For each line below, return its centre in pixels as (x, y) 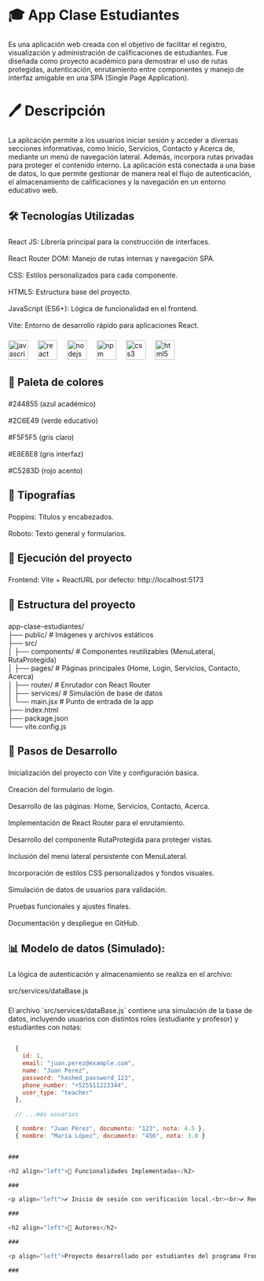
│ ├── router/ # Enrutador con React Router (79, 685)
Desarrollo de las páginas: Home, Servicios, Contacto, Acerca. (109, 806)
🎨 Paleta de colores (56, 382)
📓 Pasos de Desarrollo (63, 751)
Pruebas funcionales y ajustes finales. (70, 907)
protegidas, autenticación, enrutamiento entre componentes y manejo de (126, 70)
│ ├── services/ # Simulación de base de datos (86, 693)
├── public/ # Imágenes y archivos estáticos (81, 634)
